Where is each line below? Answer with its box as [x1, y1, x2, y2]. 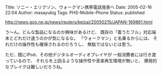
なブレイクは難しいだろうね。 [5, 64, 65, 70]
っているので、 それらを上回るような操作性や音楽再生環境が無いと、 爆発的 [5, 58, 158, 63]
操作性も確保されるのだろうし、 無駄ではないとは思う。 [22, 41, 135, 47]
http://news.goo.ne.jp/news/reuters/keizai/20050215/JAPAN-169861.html [5, 19, 153, 25]
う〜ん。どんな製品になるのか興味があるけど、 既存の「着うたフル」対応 [5, 29, 152, 35]
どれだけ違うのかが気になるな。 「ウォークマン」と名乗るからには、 [13, 36, 152, 41]
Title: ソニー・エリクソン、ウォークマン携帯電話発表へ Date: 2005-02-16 [5, 4, 152, 10]
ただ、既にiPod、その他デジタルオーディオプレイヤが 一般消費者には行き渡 [5, 52, 157, 57]
